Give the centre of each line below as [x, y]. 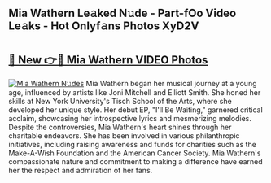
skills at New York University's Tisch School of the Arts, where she [120, 101]
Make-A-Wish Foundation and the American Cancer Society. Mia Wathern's [135, 153]
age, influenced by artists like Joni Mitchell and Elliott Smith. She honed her [135, 92]
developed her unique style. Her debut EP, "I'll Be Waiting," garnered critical [135, 110]
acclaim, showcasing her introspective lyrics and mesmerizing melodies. [130, 118]
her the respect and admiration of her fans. [81, 170]
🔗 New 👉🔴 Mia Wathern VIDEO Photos [108, 60]
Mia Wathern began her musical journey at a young [171, 83]
